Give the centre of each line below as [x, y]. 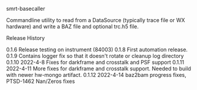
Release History [26, 38]
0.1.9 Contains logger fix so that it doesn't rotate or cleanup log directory [95, 56]
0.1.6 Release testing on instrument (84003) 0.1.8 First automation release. [97, 49]
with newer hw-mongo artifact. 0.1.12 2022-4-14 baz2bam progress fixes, [96, 75]
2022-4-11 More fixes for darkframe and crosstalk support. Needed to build [99, 69]
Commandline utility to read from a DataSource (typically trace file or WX [96, 20]
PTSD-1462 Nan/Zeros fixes [41, 81]
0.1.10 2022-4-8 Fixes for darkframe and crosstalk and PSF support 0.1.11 [95, 62]
